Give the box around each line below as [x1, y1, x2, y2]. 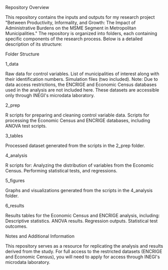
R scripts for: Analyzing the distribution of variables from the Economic [5, 162, 154, 168]
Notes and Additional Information [5, 233, 75, 239]
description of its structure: [5, 41, 63, 47]
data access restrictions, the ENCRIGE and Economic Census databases [5, 81, 157, 87]
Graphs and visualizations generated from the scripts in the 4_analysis [5, 188, 153, 193]
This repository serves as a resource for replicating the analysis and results [5, 243, 163, 249]
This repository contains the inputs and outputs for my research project [5, 14, 155, 20]
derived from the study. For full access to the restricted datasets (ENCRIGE [5, 249, 162, 254]
